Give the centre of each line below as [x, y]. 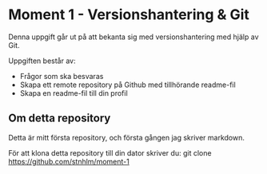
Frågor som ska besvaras [62, 76]
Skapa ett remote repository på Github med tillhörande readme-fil [128, 85]
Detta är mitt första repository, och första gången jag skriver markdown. [127, 137]
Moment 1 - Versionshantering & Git [129, 15]
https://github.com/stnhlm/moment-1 [69, 161]
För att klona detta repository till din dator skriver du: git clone [110, 152]
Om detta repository [60, 119]
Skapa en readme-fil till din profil [74, 93]
